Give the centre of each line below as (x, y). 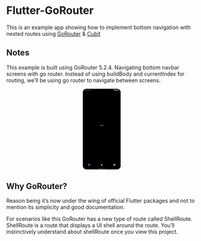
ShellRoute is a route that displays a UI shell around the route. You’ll (91, 225)
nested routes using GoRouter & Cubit (54, 33)
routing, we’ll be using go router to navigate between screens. (84, 80)
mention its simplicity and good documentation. (66, 207)
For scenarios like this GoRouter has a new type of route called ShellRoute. (99, 219)
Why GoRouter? (37, 186)
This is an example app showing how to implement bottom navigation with (98, 27)
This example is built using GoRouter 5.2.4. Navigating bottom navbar (93, 67)
